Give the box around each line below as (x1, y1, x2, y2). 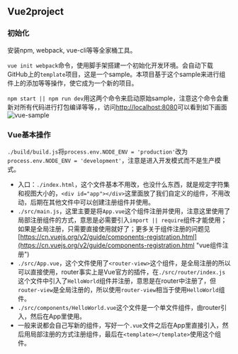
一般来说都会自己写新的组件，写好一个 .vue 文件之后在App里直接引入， (17, 321, 223, 329)
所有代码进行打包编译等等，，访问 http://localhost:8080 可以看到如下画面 (19, 102, 227, 111)
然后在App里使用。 (30, 312, 86, 321)
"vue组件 (195, 241, 223, 250)
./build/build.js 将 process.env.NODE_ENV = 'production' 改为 (7, 147, 188, 156)
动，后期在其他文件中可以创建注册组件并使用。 (17, 198, 154, 206)
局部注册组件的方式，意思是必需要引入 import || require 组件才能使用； (17, 215, 227, 224)
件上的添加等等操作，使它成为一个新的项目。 (7, 78, 138, 87)
